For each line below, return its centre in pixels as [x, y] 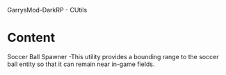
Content [31, 38]
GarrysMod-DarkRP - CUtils [47, 10]
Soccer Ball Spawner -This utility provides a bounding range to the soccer [113, 56]
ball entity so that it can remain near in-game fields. [81, 64]
